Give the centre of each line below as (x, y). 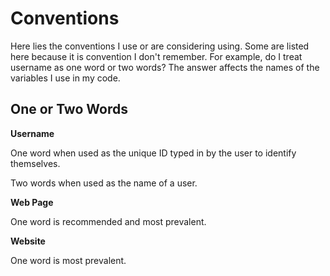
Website (28, 241)
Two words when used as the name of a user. (104, 183)
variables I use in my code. (65, 78)
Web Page (32, 202)
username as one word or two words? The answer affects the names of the (165, 67)
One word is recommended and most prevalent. (108, 221)
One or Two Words (69, 109)
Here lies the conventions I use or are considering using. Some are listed (160, 46)
